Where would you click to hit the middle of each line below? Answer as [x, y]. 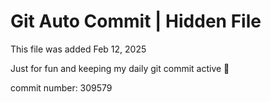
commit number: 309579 [61, 87]
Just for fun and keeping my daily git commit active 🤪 [120, 68]
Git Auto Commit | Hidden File [136, 21]
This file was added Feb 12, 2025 [78, 49]
